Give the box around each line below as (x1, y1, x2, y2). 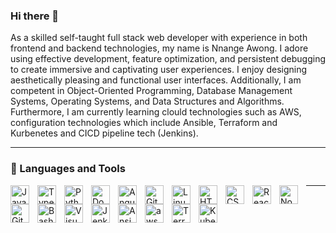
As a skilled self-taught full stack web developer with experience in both (10, 32, 308, 44)
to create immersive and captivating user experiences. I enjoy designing (10, 64, 308, 76)
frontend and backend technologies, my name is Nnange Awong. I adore (10, 42, 309, 54)
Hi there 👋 (10, 9, 60, 23)
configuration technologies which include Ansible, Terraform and (10, 117, 278, 129)
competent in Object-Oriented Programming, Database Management (10, 85, 293, 97)
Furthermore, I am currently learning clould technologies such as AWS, (10, 106, 302, 118)
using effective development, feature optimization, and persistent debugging (10, 53, 327, 65)
